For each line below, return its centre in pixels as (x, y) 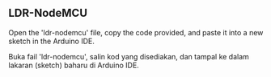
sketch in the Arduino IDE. (51, 41)
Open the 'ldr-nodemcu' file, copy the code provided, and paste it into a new (136, 32)
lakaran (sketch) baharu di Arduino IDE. (74, 65)
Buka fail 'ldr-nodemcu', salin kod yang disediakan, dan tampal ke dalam (129, 56)
